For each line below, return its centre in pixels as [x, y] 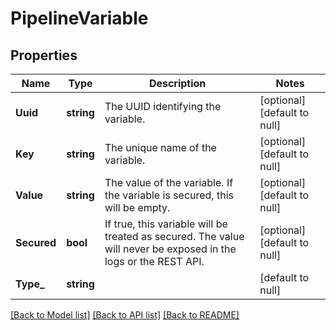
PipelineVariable [79, 18]
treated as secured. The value [174, 236]
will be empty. [137, 207]
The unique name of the [160, 147]
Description [177, 83]
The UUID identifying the [163, 106]
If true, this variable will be [166, 224]
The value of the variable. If [169, 182]
